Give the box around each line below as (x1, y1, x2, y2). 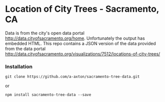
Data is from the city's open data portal (5, 30, 85, 36)
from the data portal (5, 46, 46, 51)
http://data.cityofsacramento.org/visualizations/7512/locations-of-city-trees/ (5, 51, 161, 57)
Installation (5, 63, 33, 70)
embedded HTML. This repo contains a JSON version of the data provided (5, 40, 156, 46)
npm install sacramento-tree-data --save (5, 92, 92, 98)
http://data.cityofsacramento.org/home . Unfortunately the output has (5, 35, 145, 41)
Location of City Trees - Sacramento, (5, 3, 159, 15)
